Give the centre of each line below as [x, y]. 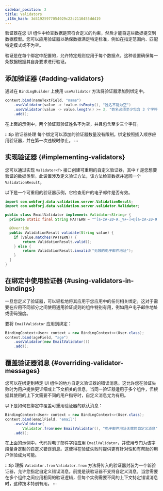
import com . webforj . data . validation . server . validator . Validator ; [72, 206]
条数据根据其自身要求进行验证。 [37, 62]
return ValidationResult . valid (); [57, 242]
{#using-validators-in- [99, 281]
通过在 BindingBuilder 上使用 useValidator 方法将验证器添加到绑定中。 [76, 91]
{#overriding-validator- [87, 363]
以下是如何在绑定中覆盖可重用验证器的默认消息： [54, 406]
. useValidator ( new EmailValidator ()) [52, 342]
